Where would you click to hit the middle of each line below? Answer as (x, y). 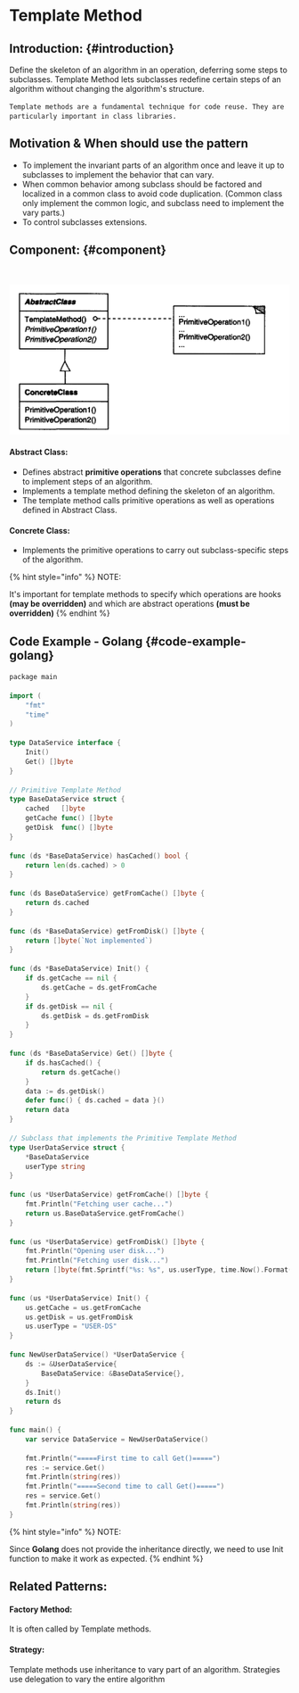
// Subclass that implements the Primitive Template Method (123, 1138)
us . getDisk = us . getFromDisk (79, 1317)
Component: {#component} (88, 250)
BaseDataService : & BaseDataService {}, (113, 1373)
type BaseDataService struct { (67, 800)
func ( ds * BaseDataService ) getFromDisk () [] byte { (107, 931)
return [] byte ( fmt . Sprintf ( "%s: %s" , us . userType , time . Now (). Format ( (159, 1270)
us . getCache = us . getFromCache (83, 1307)
